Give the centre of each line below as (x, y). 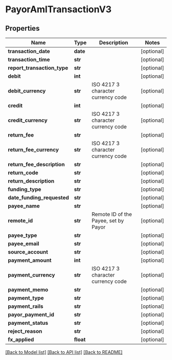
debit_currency (27, 91)
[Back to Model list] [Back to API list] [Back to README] (64, 352)
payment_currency (31, 275)
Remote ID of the (112, 214)
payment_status (28, 323)
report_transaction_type (38, 68)
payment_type (26, 298)
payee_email (24, 244)
